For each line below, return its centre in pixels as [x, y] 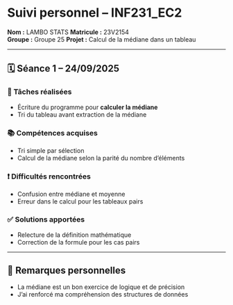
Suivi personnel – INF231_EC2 [95, 13]
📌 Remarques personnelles [67, 270]
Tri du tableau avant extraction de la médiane [82, 114]
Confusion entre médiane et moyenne [71, 194]
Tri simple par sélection [51, 150]
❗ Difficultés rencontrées [49, 176]
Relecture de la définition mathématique [74, 235]
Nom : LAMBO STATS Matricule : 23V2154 [68, 32]
